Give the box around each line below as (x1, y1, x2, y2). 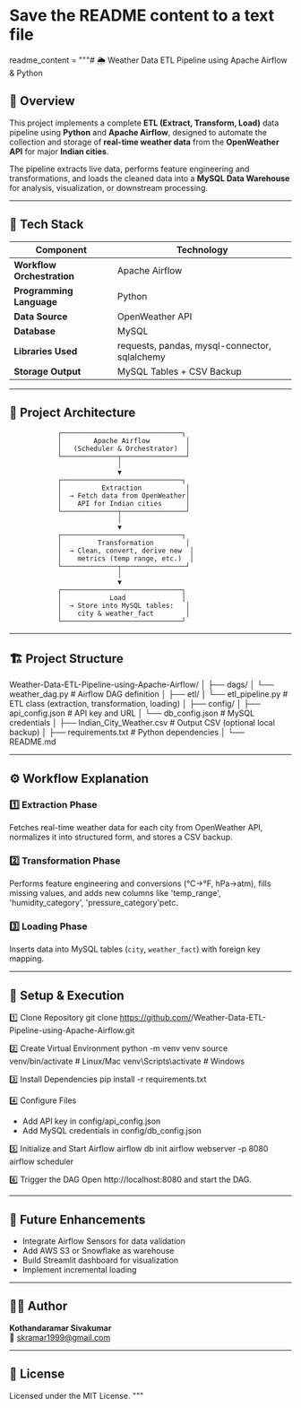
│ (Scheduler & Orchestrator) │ (56, 445, 191, 454)
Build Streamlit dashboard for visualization (21, 1255, 179, 1265)
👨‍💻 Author (9, 1299, 68, 1314)
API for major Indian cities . (9, 145, 109, 157)
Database (13, 325, 56, 337)
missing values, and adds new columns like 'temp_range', (9, 888, 221, 899)
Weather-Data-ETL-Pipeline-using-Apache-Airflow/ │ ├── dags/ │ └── (9, 679, 275, 691)
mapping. (9, 953, 45, 964)
